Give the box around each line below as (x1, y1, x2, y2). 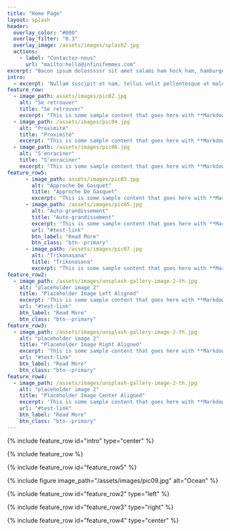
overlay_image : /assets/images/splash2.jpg (13, 42, 139, 49)
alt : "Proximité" (19, 125, 69, 132)
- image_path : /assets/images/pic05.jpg (25, 201, 142, 208)
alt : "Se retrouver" (19, 99, 78, 106)
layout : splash (7, 16, 51, 23)
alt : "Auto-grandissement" (31, 208, 109, 214)
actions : (13, 49, 38, 55)
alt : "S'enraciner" (19, 150, 75, 158)
